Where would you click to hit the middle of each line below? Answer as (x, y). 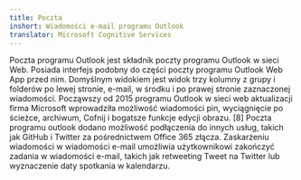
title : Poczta (36, 18)
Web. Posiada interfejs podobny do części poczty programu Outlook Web (146, 70)
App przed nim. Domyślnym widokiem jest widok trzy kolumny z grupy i (142, 80)
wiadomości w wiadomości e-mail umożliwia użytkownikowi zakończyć (142, 147)
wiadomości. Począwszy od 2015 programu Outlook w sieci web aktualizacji (151, 99)
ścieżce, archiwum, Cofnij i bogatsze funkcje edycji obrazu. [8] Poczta (141, 118)
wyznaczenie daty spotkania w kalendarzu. (89, 166)
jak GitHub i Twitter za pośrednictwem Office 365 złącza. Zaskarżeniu (139, 137)
